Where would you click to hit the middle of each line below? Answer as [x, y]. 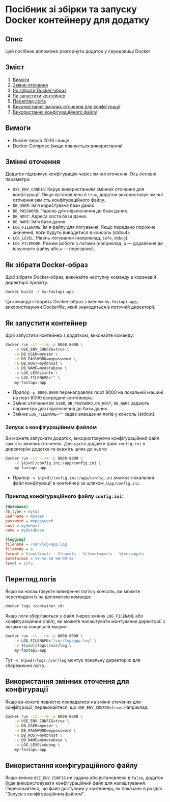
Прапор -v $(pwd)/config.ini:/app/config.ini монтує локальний [83, 477]
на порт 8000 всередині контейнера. [53, 397]
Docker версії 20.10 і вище [41, 140]
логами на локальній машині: [37, 627]
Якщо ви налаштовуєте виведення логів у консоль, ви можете [73, 592]
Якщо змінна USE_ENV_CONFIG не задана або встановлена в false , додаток [84, 778]
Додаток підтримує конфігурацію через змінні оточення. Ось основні [81, 174]
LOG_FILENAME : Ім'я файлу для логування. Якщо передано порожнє [84, 227]
